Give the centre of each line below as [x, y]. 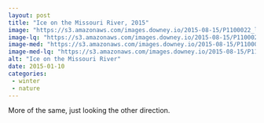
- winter [26, 81]
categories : [27, 74]
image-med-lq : [31, 52]
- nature [26, 88]
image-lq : [24, 37]
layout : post [29, 15]
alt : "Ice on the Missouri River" [65, 60]
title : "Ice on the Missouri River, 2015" [79, 23]
